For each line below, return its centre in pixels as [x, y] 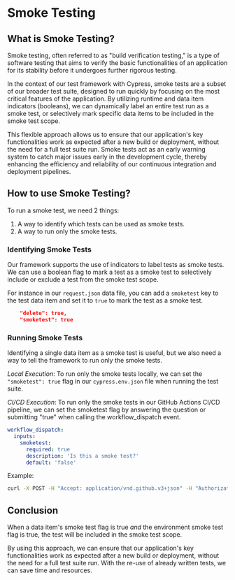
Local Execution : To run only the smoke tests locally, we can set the [105, 374]
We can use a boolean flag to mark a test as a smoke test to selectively [109, 272]
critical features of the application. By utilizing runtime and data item [106, 99]
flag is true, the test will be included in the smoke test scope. [95, 535]
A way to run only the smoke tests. [67, 231]
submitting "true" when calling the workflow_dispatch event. [94, 417]
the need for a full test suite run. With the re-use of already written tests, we [116, 563]
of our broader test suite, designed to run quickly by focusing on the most [114, 91]
